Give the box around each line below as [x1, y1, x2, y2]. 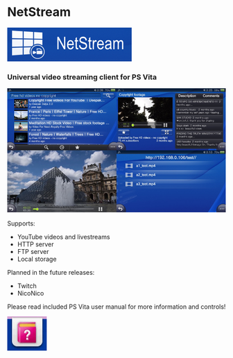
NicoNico [17, 289, 44, 297]
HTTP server [17, 240, 54, 248]
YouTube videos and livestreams [17, 232, 110, 241]
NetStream [7, 4, 71, 20]
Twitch [17, 282, 37, 290]
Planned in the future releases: [7, 268, 95, 276]
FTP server [17, 247, 50, 255]
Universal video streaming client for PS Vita [7, 72, 157, 82]
